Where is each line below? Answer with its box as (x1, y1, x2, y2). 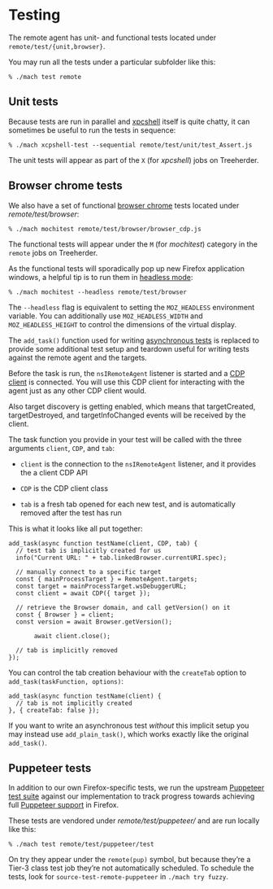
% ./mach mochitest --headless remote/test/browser (8, 287, 187, 296)
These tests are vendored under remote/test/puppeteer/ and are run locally (8, 816, 260, 825)
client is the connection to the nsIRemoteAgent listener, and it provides (19, 458, 257, 469)
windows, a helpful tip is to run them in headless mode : (8, 272, 193, 282)
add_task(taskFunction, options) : (8, 676, 123, 685)
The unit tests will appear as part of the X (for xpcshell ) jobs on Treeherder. (8, 155, 259, 164)
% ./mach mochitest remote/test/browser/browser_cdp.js (8, 225, 201, 233)
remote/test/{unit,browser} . (8, 41, 106, 50)
